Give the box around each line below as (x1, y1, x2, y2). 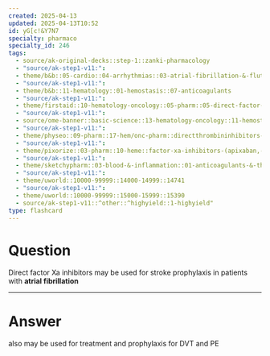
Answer (8, 312, 62, 330)
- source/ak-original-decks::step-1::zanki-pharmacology (15, 57, 211, 65)
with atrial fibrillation (8, 276, 79, 286)
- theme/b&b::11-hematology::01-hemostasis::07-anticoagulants (15, 86, 231, 95)
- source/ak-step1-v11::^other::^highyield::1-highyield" (15, 199, 215, 207)
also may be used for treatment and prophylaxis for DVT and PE (8, 339, 219, 349)
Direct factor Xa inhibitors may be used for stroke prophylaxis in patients (8, 267, 247, 278)
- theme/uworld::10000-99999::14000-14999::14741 (15, 176, 185, 185)
